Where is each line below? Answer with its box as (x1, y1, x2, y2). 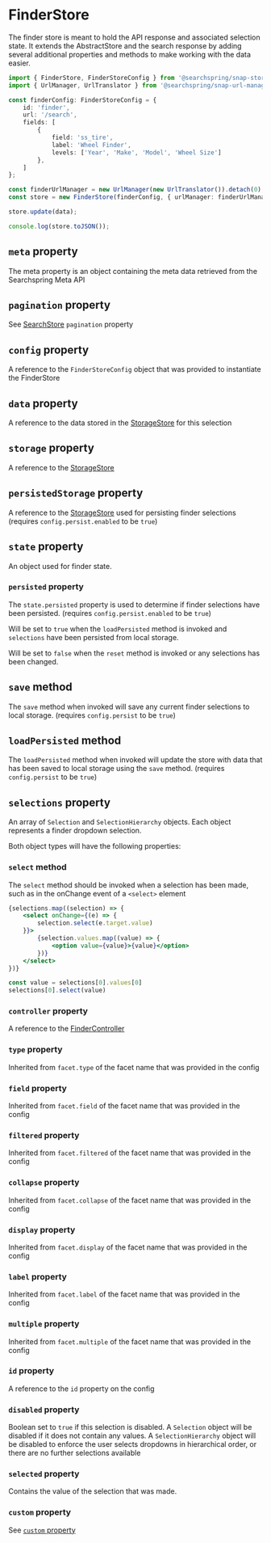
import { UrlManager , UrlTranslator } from (8, 81, 157, 90)
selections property (8, 795, 111, 809)
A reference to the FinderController (8, 1024, 125, 1034)
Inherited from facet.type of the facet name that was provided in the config (8, 1062, 260, 1072)
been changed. (8, 656, 59, 666)
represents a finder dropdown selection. (8, 826, 142, 836)
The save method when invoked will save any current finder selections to (8, 702, 250, 711)
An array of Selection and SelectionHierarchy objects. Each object (8, 817, 231, 827)
